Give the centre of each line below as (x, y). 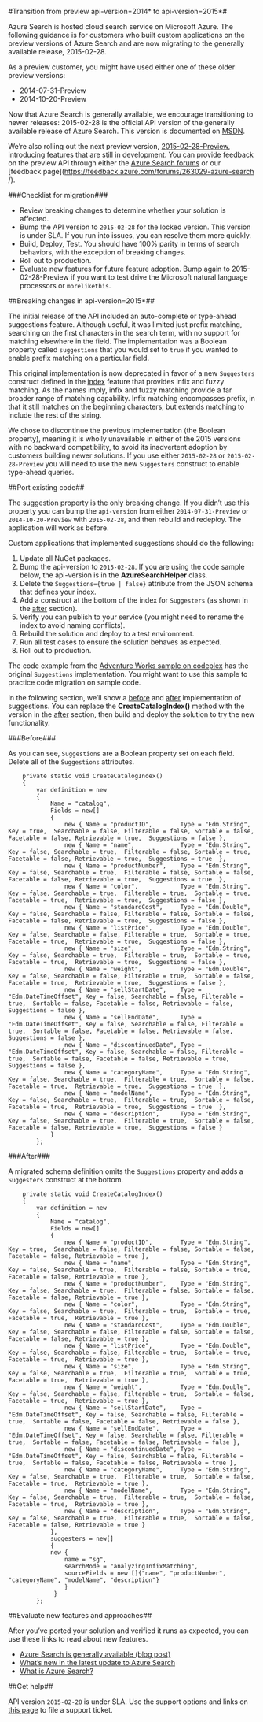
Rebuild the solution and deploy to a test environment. (107, 634)
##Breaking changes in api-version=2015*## (82, 301)
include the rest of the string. (55, 415)
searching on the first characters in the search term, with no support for (124, 333)
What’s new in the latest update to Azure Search (97, 1663)
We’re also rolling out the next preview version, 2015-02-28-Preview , (119, 146)
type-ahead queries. (41, 472)
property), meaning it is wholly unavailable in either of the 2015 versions (124, 439)
